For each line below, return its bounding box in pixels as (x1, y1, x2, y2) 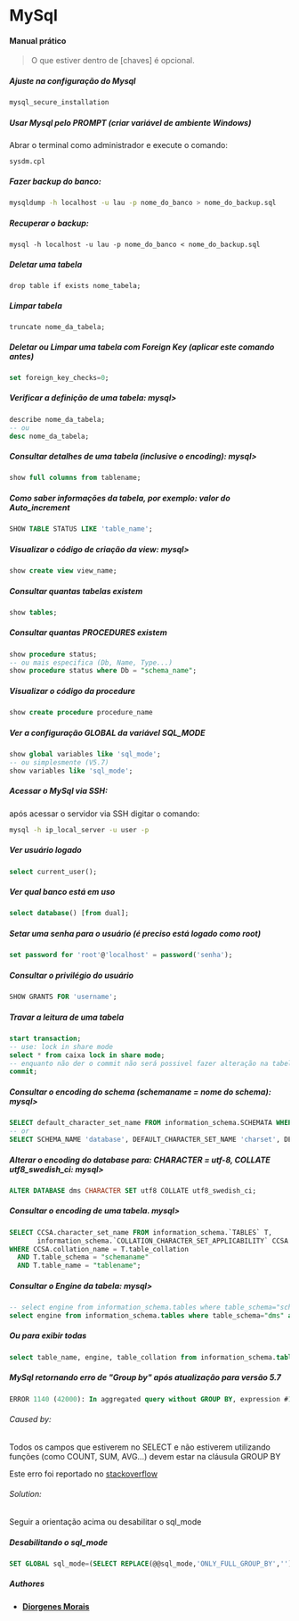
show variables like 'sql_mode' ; (9, 766, 133, 775)
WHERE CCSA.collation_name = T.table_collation (9, 1245, 190, 1253)
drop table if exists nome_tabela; (9, 281, 141, 290)
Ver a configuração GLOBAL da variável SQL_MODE (9, 727, 206, 738)
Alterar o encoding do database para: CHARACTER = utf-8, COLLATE (9, 1154, 271, 1165)
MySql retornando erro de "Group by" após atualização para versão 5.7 (9, 1372, 282, 1383)
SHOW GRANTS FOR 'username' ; (9, 992, 117, 1002)
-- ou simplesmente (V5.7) (9, 758, 109, 767)
